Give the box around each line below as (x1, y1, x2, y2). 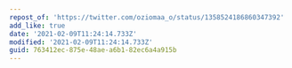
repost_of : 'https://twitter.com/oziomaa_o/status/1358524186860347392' (9, 12, 285, 22)
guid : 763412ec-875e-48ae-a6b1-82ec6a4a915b (9, 46, 177, 55)
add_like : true (9, 21, 66, 30)
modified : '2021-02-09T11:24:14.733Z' (9, 37, 153, 47)
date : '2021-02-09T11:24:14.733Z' (9, 29, 138, 38)
